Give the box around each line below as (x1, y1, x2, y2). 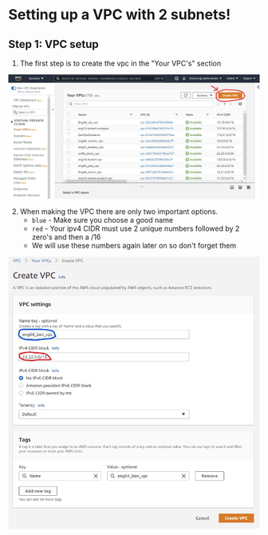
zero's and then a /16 (31, 232, 101, 241)
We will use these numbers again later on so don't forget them (31, 240, 237, 250)
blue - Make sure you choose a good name (31, 215, 174, 224)
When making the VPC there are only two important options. (19, 206, 218, 216)
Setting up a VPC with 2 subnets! (8, 6, 231, 24)
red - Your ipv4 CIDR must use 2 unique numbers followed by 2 (31, 224, 240, 233)
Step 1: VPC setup (8, 38, 100, 51)
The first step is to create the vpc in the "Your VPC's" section (19, 58, 222, 68)
